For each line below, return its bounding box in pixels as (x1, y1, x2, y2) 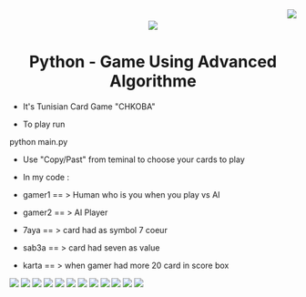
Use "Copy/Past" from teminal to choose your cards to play (22, 154, 246, 165)
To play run (22, 118, 66, 129)
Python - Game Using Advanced (28, 51, 278, 72)
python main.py (9, 136, 68, 147)
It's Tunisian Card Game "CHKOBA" (22, 100, 156, 112)
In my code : (22, 171, 70, 182)
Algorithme (108, 70, 198, 91)
